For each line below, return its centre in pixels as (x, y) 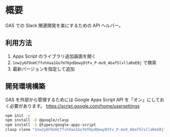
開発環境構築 (25, 87)
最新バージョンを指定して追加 (44, 68)
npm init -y (18, 115)
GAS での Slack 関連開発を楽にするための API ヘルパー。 (64, 25)
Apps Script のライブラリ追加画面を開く (54, 56)
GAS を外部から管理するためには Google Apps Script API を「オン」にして (83, 99)
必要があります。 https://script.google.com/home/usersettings (75, 106)
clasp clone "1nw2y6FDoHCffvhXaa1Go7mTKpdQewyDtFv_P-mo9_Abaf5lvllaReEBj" (86, 130)
